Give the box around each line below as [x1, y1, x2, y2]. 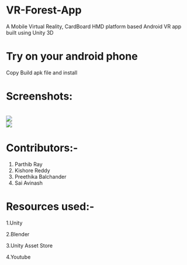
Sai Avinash [14, 179, 43, 186]
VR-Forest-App [6, 4, 82, 17]
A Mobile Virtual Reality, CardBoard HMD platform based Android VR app [6, 23, 182, 30]
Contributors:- [6, 141, 78, 154]
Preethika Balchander [14, 173, 67, 180]
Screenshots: [6, 90, 73, 103]
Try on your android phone [6, 50, 138, 63]
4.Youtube [6, 253, 31, 260]
